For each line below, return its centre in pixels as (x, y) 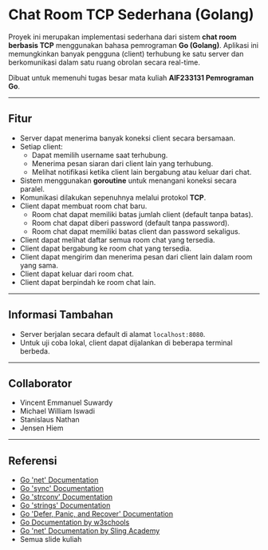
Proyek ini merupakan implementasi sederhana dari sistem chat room (122, 37)
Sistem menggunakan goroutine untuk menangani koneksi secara (128, 180)
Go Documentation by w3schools (75, 522)
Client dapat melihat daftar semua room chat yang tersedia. (117, 239)
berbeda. (35, 351)
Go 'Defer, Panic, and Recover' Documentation (97, 514)
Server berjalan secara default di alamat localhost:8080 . (112, 334)
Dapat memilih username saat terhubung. (100, 155)
